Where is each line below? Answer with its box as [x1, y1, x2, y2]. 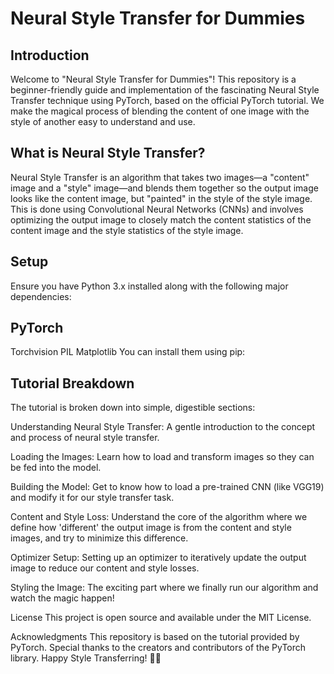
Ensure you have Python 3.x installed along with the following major [10, 280, 289, 292]
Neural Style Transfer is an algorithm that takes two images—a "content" [10, 171, 310, 183]
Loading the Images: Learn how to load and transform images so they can [10, 451, 315, 463]
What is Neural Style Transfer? [10, 145, 206, 162]
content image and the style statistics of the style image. [10, 224, 244, 236]
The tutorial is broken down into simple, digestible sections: [10, 402, 256, 414]
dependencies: [10, 290, 72, 302]
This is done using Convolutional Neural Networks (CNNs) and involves [10, 203, 304, 215]
